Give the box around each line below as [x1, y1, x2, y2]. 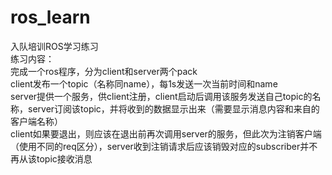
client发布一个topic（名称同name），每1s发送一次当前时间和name [10, 77, 278, 90]
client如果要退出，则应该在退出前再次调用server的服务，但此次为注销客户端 [10, 127, 322, 140]
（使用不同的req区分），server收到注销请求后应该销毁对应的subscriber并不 [10, 140, 318, 152]
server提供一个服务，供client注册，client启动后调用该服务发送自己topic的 [10, 90, 313, 102]
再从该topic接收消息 [10, 152, 93, 165]
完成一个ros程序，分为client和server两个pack [10, 65, 198, 77]
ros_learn [10, 6, 91, 29]
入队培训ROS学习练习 [10, 40, 99, 52]
